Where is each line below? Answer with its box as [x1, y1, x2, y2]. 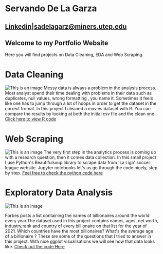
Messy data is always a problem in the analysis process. [43, 85, 157, 91]
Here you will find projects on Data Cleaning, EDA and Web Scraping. [5, 52, 144, 58]
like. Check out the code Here [5, 244, 65, 250]
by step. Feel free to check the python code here [5, 170, 103, 176]
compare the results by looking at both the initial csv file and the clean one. [5, 111, 156, 117]
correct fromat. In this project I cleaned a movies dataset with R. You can [5, 106, 151, 112]
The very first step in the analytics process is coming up [43, 149, 157, 155]
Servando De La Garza [5, 3, 97, 14]
